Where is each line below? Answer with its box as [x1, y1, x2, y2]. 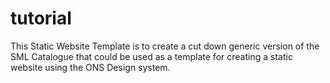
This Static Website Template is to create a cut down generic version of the [10, 40, 320, 52]
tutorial [10, 7, 72, 30]
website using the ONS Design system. [10, 61, 171, 73]
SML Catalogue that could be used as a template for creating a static [10, 50, 293, 62]
